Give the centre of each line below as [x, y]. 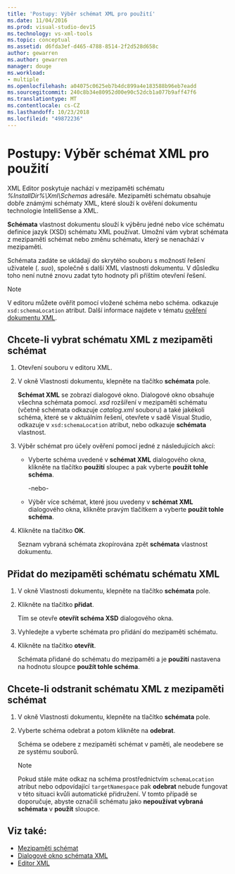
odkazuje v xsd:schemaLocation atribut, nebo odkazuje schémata [112, 425]
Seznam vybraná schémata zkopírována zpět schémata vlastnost [113, 544]
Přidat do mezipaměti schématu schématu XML [114, 574]
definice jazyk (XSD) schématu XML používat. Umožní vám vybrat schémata [118, 232]
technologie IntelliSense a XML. [53, 210]
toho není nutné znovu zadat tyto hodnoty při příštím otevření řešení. [107, 275]
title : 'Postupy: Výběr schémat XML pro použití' [82, 14]
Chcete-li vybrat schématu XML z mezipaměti [110, 339]
